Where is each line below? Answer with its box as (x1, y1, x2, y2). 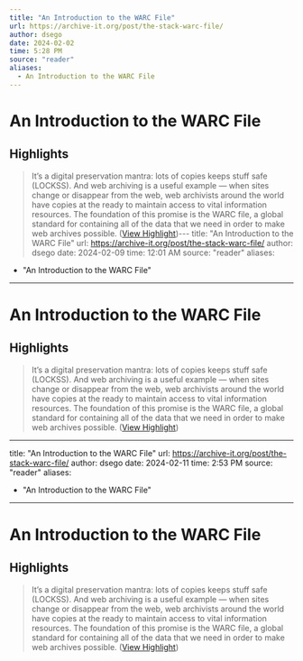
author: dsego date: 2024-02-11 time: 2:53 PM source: (70, 457, 273, 468)
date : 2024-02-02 (9, 38, 75, 48)
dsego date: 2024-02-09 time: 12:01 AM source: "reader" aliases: (31, 247, 275, 258)
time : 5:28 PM (9, 47, 63, 56)
